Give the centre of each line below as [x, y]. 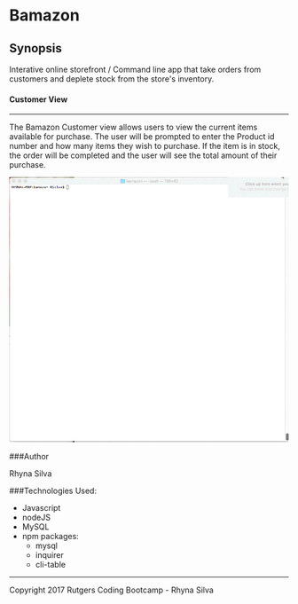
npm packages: [51, 537]
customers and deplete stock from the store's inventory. [112, 79]
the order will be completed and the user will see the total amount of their [143, 155]
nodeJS [36, 518]
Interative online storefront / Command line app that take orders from [135, 69]
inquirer [49, 555]
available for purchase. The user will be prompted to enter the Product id [142, 137]
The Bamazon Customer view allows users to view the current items [133, 127]
